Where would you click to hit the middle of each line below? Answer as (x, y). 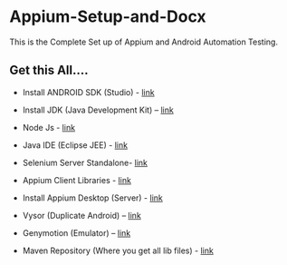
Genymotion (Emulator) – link (77, 232)
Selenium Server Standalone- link (85, 162)
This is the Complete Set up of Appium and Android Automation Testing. (144, 42)
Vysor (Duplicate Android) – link (82, 215)
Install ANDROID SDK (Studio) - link (89, 92)
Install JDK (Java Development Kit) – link (98, 110)
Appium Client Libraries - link (77, 180)
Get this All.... (49, 70)
